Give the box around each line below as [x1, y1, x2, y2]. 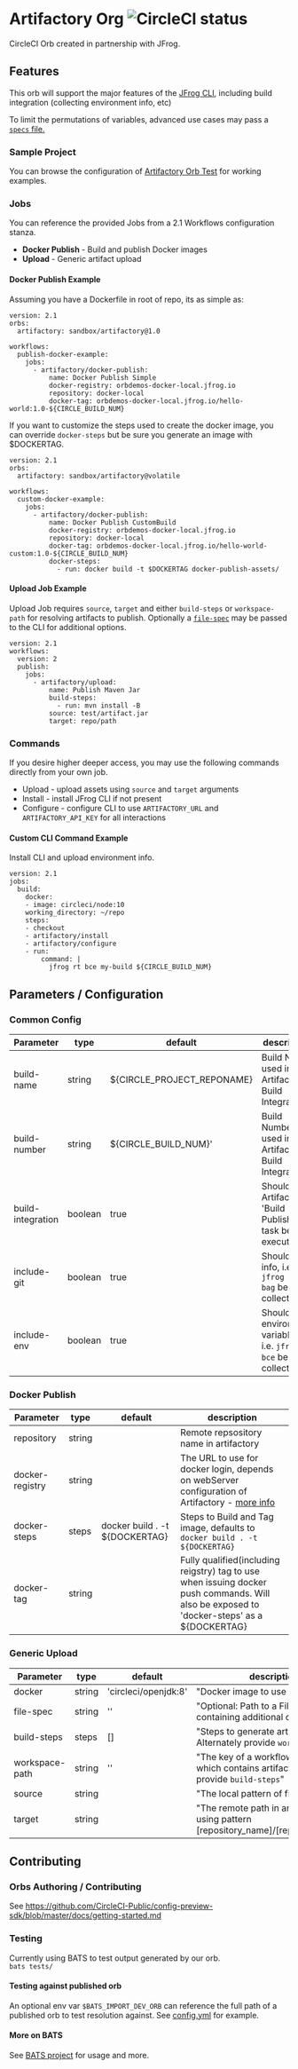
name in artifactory [180, 1438, 260, 1450]
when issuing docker [180, 1576, 268, 1589]
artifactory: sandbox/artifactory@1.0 [17, 327, 161, 336]
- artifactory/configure [25, 939, 117, 949]
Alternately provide [196, 1736, 276, 1749]
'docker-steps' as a [180, 1609, 263, 1622]
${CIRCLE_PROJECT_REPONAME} [109, 1073, 253, 1086]
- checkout [25, 924, 66, 933]
